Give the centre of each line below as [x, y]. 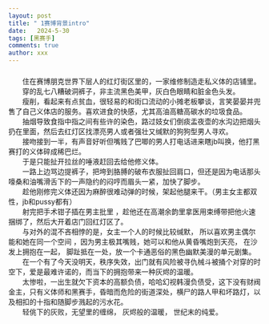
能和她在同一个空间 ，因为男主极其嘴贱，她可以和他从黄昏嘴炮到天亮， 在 [129, 241]
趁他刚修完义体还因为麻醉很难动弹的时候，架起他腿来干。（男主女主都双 [140, 191]
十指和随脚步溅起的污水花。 [82, 302]
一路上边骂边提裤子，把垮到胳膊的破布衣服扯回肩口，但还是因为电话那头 [142, 171]
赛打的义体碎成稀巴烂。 [47, 151]
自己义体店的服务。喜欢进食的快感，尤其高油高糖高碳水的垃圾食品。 [134, 111]
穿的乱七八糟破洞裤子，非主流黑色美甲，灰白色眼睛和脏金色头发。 [131, 91]
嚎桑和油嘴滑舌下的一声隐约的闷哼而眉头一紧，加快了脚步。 [106, 181]
